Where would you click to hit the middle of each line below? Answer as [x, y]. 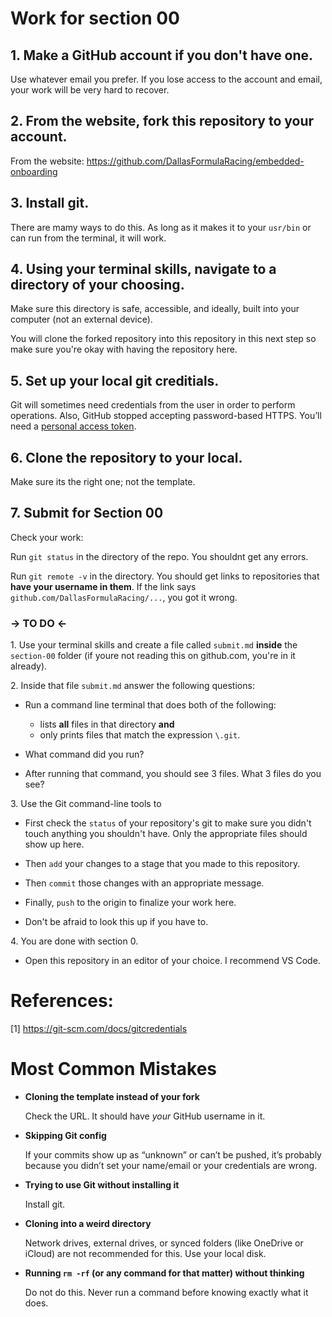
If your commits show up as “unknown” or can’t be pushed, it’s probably [173, 1155]
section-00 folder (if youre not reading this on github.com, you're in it [153, 656]
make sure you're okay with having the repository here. [124, 349]
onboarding [34, 171]
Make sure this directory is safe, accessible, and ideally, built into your [155, 309]
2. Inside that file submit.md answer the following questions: [132, 686]
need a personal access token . [73, 426]
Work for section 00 [95, 18]
